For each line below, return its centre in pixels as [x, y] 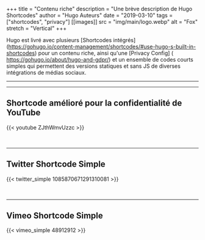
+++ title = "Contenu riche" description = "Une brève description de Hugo [99, 9]
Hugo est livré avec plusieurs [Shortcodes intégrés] [71, 40]
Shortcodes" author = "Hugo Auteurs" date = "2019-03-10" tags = [89, 15]
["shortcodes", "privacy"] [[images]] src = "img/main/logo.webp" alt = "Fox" [102, 22]
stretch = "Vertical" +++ [37, 28]
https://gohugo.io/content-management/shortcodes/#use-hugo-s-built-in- [102, 46]
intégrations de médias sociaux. [46, 72]
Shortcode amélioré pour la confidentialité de [94, 103]
